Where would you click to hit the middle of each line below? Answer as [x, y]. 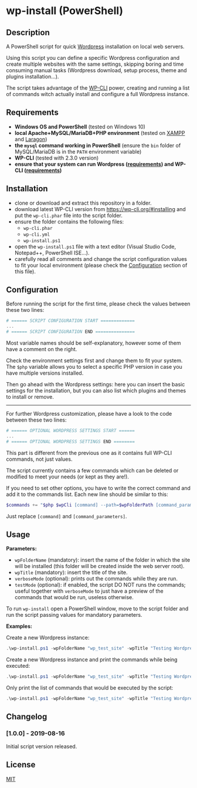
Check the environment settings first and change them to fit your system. [94, 361]
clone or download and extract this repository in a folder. [83, 203]
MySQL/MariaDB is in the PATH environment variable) [78, 151]
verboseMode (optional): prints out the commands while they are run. [96, 579]
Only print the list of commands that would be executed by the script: [90, 688]
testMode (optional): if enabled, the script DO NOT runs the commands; [100, 585]
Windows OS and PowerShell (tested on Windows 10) [80, 127]
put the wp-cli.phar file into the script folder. [69, 215]
